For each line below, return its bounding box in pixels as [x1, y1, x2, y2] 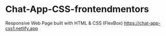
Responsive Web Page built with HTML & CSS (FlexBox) [5, 20, 123, 26]
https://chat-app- [123, 20, 161, 26]
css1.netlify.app [5, 25, 38, 31]
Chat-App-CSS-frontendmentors [5, 3, 150, 15]
